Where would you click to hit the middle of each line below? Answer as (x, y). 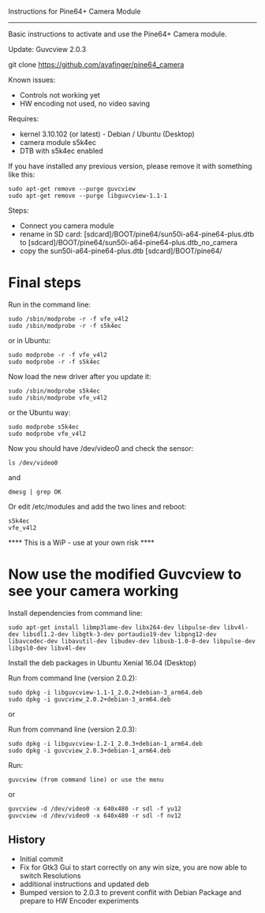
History (27, 840)
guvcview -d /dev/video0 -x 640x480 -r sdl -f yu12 (95, 809)
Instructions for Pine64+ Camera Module (75, 11)
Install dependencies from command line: (75, 613)
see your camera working (93, 591)
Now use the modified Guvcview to (125, 574)
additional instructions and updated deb (84, 884)
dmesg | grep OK (35, 492)
